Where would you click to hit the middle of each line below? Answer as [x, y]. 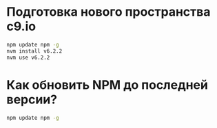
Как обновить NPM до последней [107, 85]
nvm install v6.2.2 [34, 51]
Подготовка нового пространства [108, 12]
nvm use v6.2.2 [28, 57]
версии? [32, 99]
